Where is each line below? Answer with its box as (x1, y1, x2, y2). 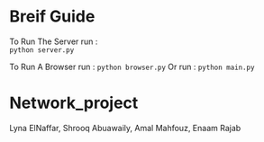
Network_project (9, 93, 139, 113)
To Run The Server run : (9, 36, 98, 47)
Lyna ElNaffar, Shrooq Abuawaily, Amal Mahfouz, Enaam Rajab (9, 122, 241, 133)
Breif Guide (9, 6, 96, 27)
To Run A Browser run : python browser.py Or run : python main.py (9, 61, 255, 72)
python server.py (9, 45, 75, 55)
